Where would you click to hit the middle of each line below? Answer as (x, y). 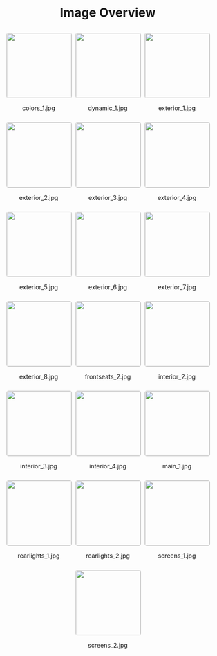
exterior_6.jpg (108, 287)
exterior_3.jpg (108, 197)
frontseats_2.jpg (108, 376)
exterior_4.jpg (177, 197)
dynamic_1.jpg (108, 108)
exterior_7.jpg (177, 287)
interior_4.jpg (108, 466)
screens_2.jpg (108, 645)
